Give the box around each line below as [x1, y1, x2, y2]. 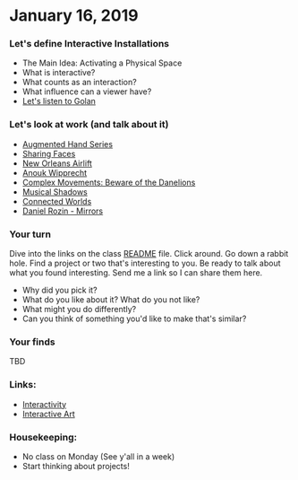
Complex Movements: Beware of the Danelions [21, 177, 196, 188]
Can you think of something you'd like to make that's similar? [21, 313, 247, 324]
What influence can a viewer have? [21, 86, 152, 97]
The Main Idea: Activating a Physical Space [21, 57, 183, 68]
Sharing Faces [21, 148, 76, 159]
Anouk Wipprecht [21, 167, 88, 178]
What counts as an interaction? [21, 77, 137, 88]
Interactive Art [21, 408, 75, 419]
